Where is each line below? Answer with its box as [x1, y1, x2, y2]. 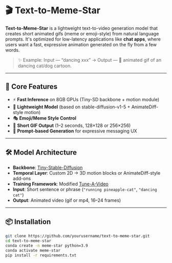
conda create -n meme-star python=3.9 [5, 243, 88, 249]
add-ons [12, 175, 31, 181]
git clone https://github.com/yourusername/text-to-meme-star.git [5, 234, 150, 239]
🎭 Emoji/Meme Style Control [12, 115, 77, 121]
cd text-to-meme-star [5, 238, 52, 243]
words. [5, 47, 20, 53]
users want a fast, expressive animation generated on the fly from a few [5, 41, 157, 47]
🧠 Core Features [5, 82, 58, 91]
